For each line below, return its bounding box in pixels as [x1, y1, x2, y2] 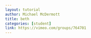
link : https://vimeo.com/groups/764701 [5, 26, 87, 31]
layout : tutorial [5, 7, 41, 12]
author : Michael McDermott [5, 12, 60, 17]
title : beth [5, 16, 29, 21]
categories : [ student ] [5, 21, 51, 26]
